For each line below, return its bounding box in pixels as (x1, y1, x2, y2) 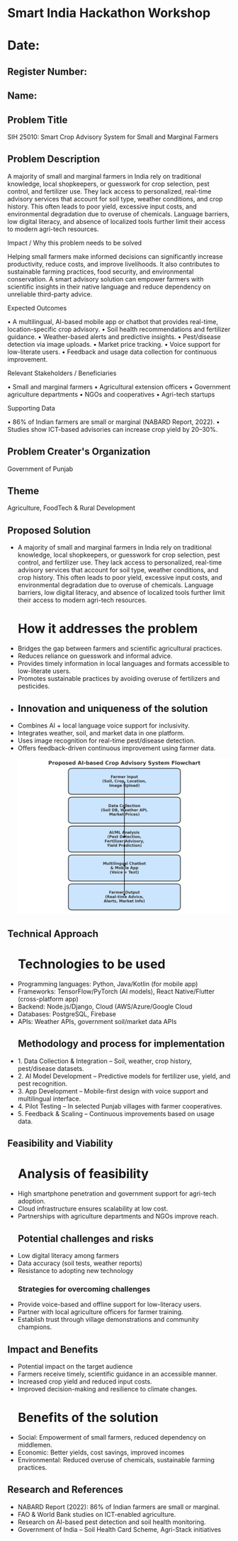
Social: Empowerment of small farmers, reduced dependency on (17, 1433, 207, 1441)
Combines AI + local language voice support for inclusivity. (17, 721, 190, 730)
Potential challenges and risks (17, 1233, 154, 1245)
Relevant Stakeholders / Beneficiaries (7, 369, 117, 377)
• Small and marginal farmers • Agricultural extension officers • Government (7, 382, 231, 391)
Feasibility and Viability (7, 1137, 113, 1150)
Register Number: (7, 65, 87, 77)
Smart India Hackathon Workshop (7, 5, 211, 21)
